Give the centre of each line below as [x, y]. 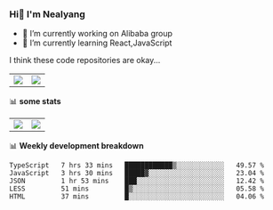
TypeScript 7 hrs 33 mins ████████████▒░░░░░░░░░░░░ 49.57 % [137, 166]
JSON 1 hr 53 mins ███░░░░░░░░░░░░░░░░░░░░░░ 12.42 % [137, 182]
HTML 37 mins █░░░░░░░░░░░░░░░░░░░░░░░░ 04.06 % [137, 197]
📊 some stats [35, 101]
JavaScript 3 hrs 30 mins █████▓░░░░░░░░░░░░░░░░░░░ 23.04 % [137, 174]
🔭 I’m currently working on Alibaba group [97, 34]
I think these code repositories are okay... [85, 61]
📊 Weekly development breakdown [76, 146]
